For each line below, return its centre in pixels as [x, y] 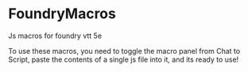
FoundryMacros [62, 14]
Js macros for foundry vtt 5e [55, 36]
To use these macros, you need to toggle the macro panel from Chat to [124, 51]
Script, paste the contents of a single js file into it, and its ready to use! [124, 59]
